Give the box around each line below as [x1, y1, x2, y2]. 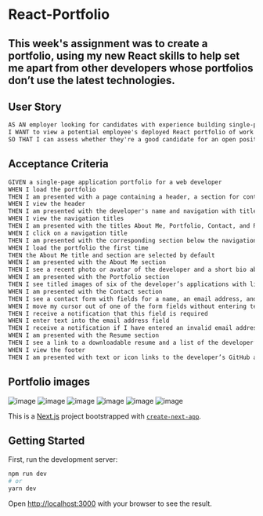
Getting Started [8, 434, 85, 447]
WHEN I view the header [8, 200, 86, 208]
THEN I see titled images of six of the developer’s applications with [8, 280, 247, 288]
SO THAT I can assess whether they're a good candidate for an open [8, 136, 236, 144]
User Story [8, 100, 62, 113]
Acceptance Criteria [8, 157, 109, 170]
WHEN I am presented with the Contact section [8, 287, 163, 295]
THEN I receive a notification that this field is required [8, 309, 209, 317]
